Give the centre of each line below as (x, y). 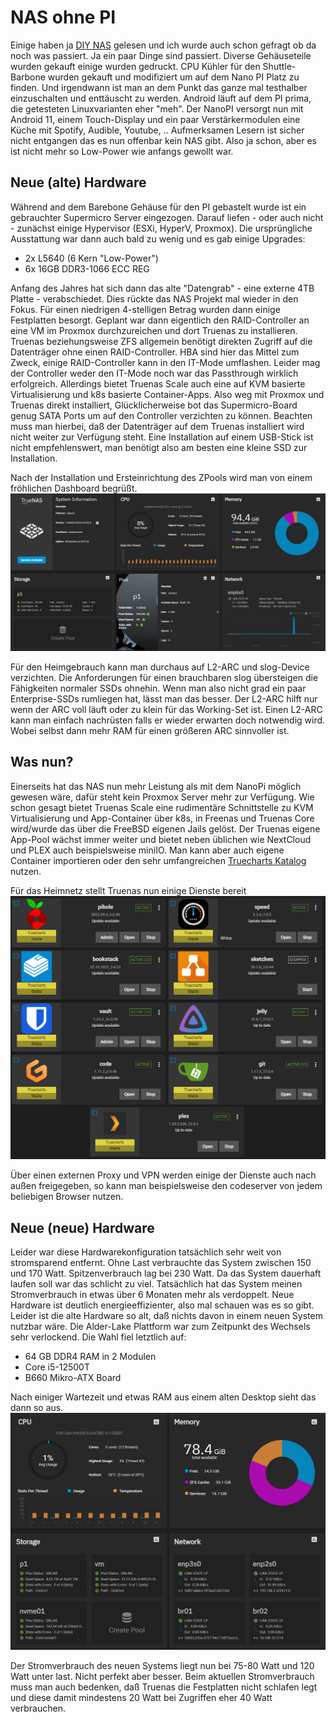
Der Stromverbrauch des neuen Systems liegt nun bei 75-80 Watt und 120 (162, 1666)
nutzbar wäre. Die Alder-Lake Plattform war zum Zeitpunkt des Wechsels (160, 1327)
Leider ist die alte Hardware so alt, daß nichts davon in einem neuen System (166, 1316)
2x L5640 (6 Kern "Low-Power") (91, 258)
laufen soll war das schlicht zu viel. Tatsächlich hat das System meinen (156, 1284)
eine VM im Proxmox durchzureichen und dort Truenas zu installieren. (154, 330)
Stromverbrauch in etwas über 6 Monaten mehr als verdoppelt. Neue (152, 1295)
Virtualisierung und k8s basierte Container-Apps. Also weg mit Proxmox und (167, 394)
